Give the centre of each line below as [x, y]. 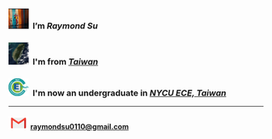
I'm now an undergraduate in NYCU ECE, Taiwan [129, 93]
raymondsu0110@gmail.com [80, 126]
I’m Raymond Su [65, 26]
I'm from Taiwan [65, 61]
